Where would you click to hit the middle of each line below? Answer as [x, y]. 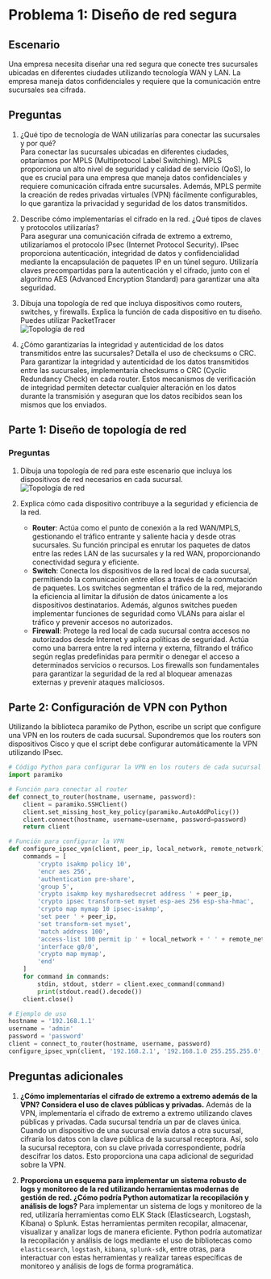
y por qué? [38, 143]
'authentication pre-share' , [86, 879]
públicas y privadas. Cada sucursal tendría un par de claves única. [131, 1122]
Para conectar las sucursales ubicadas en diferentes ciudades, [125, 152]
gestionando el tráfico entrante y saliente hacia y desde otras [134, 536]
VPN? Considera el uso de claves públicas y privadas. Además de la [135, 1105]
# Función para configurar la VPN [67, 841]
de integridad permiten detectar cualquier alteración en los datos [128, 387]
